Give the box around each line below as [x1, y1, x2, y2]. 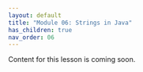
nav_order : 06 [8, 33, 55, 41]
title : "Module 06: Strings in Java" [8, 19, 133, 27]
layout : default [8, 11, 62, 20]
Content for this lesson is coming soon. [8, 55, 136, 64]
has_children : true [8, 26, 73, 34]
